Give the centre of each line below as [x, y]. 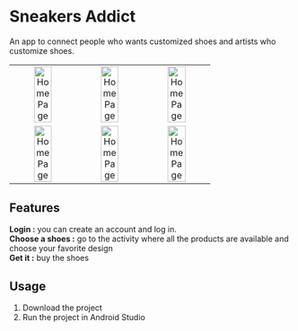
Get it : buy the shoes [49, 258]
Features [35, 208]
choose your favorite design [61, 248]
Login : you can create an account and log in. [93, 230]
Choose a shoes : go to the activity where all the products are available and [149, 239]
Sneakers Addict [73, 17]
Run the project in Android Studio [83, 318]
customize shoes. [42, 50]
